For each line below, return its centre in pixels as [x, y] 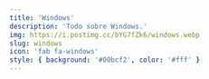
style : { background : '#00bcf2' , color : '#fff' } [105, 60]
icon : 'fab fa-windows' [54, 52]
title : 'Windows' [42, 18]
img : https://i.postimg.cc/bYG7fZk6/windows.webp [105, 35]
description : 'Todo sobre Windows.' [78, 26]
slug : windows [36, 43]
